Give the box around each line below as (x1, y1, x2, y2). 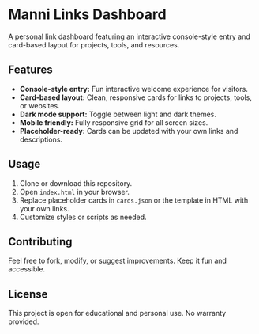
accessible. (8, 264, 46, 274)
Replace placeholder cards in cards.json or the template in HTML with (19, 195, 249, 205)
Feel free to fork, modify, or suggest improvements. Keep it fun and (8, 256, 227, 266)
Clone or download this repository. (19, 178, 133, 188)
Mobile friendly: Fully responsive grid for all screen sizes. (19, 117, 208, 127)
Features (8, 63, 53, 77)
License (8, 287, 48, 301)
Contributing (8, 235, 73, 249)
